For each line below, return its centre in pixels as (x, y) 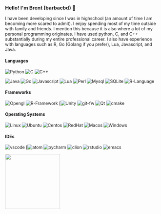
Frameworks (18, 92)
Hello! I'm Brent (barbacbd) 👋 (40, 8)
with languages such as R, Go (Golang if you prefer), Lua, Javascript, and (79, 44)
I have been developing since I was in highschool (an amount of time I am (79, 19)
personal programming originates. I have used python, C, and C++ (72, 34)
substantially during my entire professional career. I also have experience (79, 39)
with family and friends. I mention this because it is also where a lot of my (79, 29)
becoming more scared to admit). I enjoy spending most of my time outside (80, 23)
